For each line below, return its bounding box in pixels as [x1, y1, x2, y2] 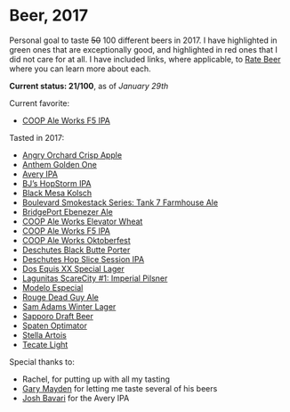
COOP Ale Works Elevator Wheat [21, 216, 143, 227]
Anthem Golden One [21, 159, 98, 169]
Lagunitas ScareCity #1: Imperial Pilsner [21, 273, 168, 284]
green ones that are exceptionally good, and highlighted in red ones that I [9, 44, 278, 54]
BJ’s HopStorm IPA [21, 177, 92, 188]
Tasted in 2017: [9, 132, 65, 143]
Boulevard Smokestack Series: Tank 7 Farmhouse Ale [21, 197, 219, 208]
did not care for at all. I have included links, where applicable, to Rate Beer [9, 54, 281, 64]
